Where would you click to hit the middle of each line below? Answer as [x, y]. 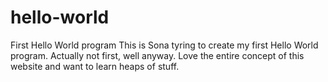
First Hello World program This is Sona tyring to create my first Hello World [164, 45]
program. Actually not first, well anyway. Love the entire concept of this [157, 55]
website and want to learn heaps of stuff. [95, 66]
